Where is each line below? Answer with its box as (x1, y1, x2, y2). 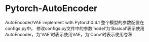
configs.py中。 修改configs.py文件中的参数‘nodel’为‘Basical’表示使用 (5, 25, 145, 31)
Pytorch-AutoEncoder (5, 3, 98, 14)
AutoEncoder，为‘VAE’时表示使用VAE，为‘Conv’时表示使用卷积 (5, 31, 133, 37)
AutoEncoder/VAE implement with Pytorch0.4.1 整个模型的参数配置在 (5, 19, 145, 25)
